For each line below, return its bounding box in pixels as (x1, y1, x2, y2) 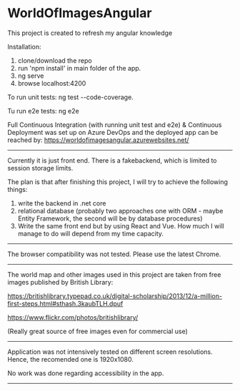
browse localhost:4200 (17, 78, 86, 87)
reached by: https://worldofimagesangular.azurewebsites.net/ (7, 136, 189, 144)
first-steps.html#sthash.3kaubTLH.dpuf (7, 299, 124, 308)
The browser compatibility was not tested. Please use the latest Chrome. (7, 250, 221, 258)
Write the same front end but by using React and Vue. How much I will (17, 221, 224, 230)
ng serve (17, 71, 44, 80)
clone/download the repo (17, 56, 92, 65)
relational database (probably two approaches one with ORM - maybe (17, 206, 224, 215)
